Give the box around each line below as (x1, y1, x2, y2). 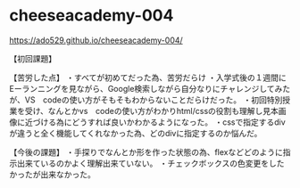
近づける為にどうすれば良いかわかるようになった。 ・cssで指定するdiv (24, 117, 286, 127)
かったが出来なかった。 (9, 168, 96, 179)
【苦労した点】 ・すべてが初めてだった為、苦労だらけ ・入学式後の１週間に (9, 72, 287, 83)
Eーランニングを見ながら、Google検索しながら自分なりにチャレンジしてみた (9, 83, 291, 94)
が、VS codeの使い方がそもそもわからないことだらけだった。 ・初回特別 (9, 94, 283, 105)
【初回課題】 (9, 53, 56, 63)
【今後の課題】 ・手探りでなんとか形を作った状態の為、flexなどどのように (9, 146, 283, 157)
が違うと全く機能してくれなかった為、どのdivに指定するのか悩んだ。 (9, 127, 262, 138)
